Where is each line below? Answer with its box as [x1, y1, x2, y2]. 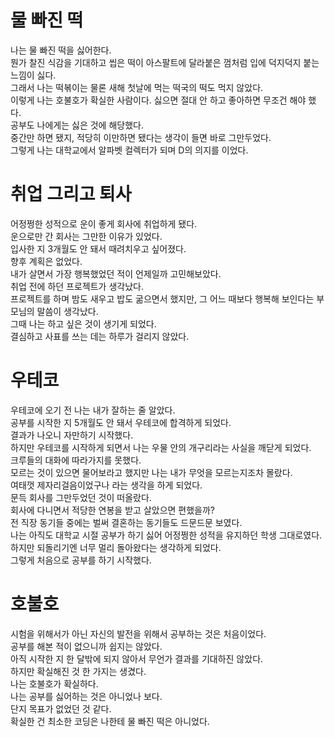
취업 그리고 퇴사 [10, 183, 132, 206]
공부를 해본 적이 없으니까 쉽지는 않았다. [10, 640, 163, 652]
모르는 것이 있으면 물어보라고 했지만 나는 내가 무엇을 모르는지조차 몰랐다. [10, 466, 293, 478]
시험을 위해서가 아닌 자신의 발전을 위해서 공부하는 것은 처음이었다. [10, 627, 267, 640]
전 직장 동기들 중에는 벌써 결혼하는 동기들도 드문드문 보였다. [10, 516, 243, 528]
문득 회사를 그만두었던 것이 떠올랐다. [10, 491, 152, 503]
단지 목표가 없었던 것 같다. [10, 702, 112, 715]
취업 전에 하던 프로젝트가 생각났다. [10, 280, 144, 292]
